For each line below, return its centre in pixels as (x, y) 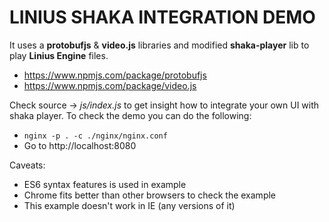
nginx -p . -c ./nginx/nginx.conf (95, 136)
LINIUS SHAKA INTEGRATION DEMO (162, 17)
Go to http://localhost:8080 (80, 145)
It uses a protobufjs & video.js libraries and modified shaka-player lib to (159, 45)
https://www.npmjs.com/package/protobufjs (115, 75)
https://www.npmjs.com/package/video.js (110, 85)
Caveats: (27, 165)
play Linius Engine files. (59, 55)
